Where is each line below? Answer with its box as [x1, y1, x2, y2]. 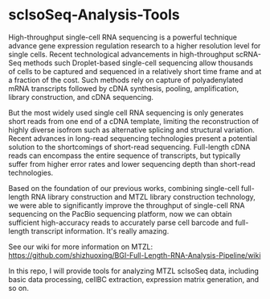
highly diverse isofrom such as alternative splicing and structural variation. [8, 125, 256, 135]
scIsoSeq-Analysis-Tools [8, 6, 181, 24]
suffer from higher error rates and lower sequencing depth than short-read [8, 159, 256, 168]
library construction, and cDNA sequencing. [8, 92, 154, 102]
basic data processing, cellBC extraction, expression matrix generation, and [8, 274, 260, 284]
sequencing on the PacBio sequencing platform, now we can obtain [8, 209, 232, 218]
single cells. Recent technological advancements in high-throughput [8, 49, 235, 59]
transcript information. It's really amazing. [31, 226, 170, 235]
